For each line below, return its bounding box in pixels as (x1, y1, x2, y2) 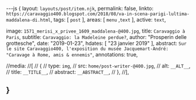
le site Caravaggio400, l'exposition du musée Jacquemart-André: (6, 46, 169, 52)
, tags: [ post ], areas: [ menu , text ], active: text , (50, 16, 166, 23)
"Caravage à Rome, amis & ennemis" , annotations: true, (6, 51, 138, 58)
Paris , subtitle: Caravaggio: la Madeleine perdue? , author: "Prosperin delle (6, 34, 187, 40)
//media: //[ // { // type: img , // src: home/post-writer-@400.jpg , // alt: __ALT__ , (6, 62, 191, 69)
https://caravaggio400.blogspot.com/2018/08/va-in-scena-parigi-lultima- (6, 11, 190, 17)
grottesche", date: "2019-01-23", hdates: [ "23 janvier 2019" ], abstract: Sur (6, 40, 187, 47)
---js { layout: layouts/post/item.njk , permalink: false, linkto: (6, 5, 154, 12)
